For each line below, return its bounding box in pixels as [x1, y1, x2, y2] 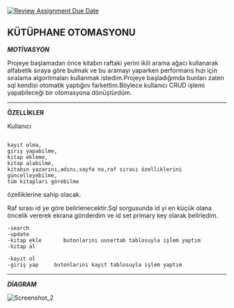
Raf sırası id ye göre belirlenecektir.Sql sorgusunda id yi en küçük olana [7, 203, 212, 212]
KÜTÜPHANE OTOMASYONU [7, 26, 136, 38]
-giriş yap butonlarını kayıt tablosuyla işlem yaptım [7, 261, 182, 268]
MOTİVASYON [7, 45, 50, 54]
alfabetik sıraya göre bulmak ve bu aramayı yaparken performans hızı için [7, 66, 218, 75]
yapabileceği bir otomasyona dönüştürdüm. [7, 88, 132, 97]
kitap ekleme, [7, 153, 49, 160]
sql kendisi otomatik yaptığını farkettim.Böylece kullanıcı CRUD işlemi [7, 81, 205, 89]
